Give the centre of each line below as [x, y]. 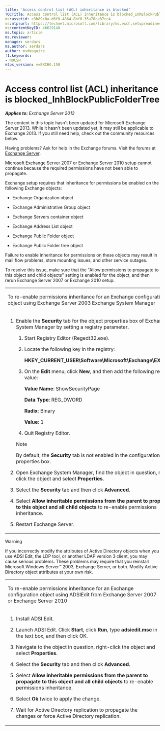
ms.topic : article [24, 33]
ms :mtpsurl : [17, 23]
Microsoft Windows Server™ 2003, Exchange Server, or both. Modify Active [82, 567]
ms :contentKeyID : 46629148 [33, 28]
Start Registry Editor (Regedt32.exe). [67, 338]
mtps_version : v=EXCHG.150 [33, 65]
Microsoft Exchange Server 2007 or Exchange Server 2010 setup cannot [79, 163]
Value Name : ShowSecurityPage [62, 389]
